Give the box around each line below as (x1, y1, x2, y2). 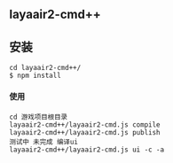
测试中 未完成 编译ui (9, 137, 78, 147)
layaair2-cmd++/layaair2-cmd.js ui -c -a (9, 145, 165, 154)
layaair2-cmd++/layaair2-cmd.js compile (9, 120, 161, 129)
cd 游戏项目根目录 (9, 113, 68, 122)
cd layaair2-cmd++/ (9, 64, 82, 73)
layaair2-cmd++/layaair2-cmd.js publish (9, 128, 161, 137)
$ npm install (9, 71, 62, 81)
